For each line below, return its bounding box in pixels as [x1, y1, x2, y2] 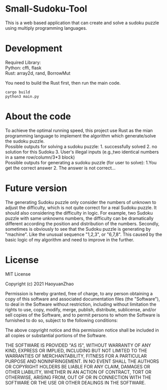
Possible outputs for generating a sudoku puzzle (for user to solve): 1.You [5, 159, 157, 165]
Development [5, 43, 63, 54]
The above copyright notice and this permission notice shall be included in [5, 327, 159, 333]
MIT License [5, 271, 31, 277]
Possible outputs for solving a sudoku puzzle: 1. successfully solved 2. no [5, 143, 157, 149]
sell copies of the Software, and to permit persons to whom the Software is [5, 312, 160, 318]
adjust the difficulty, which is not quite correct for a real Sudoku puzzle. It [5, 205, 157, 211]
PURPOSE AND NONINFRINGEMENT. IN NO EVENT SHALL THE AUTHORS [5, 358, 159, 364]
